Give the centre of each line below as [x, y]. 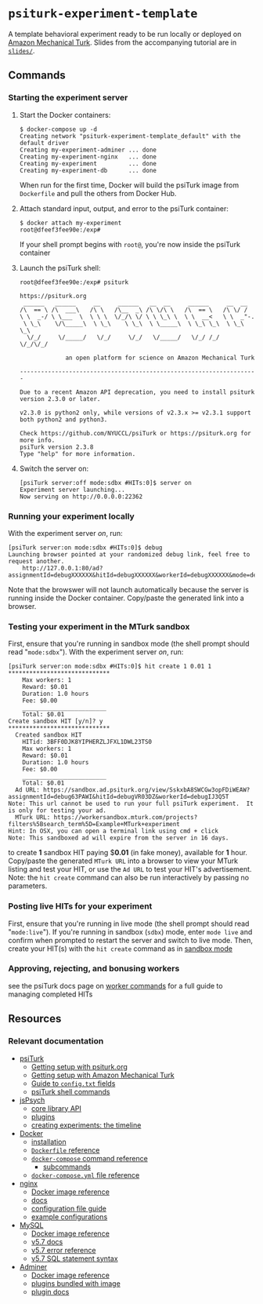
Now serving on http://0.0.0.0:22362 [81, 497]
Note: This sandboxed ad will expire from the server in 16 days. [119, 838]
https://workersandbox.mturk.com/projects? [126, 818]
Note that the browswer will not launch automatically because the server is [128, 589]
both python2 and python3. [63, 419]
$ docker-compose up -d [58, 129]
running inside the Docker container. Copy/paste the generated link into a [126, 598]
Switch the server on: [54, 468]
